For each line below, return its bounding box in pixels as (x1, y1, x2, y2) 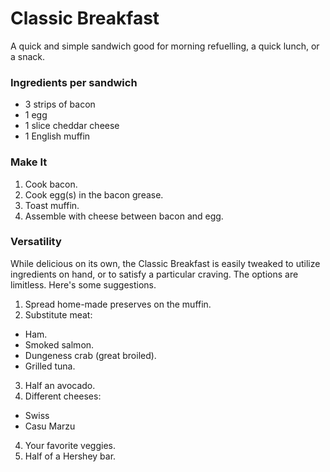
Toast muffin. (24, 199, 80, 211)
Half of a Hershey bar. (24, 450, 117, 462)
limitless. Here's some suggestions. (10, 278, 157, 291)
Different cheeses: (24, 390, 102, 402)
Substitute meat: (24, 308, 93, 321)
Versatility (10, 235, 62, 249)
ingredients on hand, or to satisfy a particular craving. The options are (10, 268, 299, 280)
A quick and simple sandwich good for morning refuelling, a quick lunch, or (10, 40, 320, 52)
